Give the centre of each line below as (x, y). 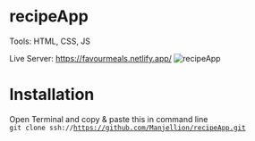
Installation (52, 95)
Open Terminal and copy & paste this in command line (109, 119)
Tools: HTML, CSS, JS (50, 41)
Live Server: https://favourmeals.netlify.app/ (91, 58)
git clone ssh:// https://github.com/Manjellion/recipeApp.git (127, 128)
